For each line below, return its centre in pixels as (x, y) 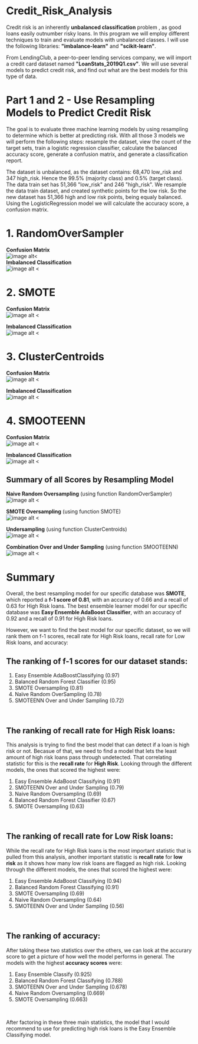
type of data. (22, 76)
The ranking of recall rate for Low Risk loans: (90, 836)
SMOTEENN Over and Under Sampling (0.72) (69, 700)
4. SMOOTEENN (46, 421)
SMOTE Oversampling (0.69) (49, 893)
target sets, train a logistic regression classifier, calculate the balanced (92, 148)
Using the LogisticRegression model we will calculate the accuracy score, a (98, 203)
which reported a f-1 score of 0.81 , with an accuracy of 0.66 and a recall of (97, 600)
